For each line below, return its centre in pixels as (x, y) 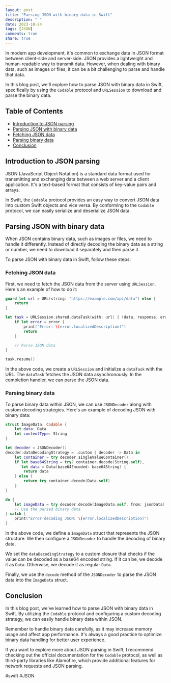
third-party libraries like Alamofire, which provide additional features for (80, 660)
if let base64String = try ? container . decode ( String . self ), (79, 462)
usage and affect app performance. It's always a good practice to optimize (83, 634)
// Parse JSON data (35, 345)
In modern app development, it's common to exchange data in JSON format (84, 53)
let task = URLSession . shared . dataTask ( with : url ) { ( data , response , (82, 317)
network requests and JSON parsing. (44, 666)
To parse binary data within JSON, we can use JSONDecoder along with (78, 404)
